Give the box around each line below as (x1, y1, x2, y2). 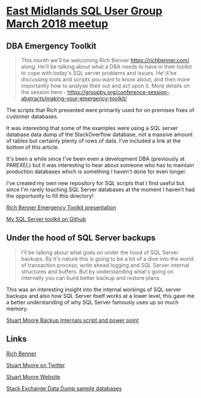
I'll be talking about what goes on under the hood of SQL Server (20, 249, 179, 256)
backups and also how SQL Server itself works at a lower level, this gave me (6, 292, 195, 299)
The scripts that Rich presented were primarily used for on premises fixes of (6, 107, 195, 113)
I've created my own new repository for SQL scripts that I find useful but (6, 180, 185, 186)
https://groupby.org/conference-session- (67, 89, 170, 95)
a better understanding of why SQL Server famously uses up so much (6, 298, 179, 306)
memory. (6, 304, 28, 312)
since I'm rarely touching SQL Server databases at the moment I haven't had (6, 186, 195, 193)
